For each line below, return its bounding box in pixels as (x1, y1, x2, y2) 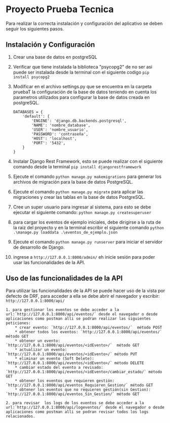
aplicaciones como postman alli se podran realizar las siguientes (6, 316, 151, 321)
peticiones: (6, 321, 31, 326)
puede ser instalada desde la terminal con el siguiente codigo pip (13, 69, 150, 75)
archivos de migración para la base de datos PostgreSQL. (13, 179, 134, 185)
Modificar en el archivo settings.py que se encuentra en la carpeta (13, 83, 152, 89)
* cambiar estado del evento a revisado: (15, 365, 103, 370)
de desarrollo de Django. (13, 244, 65, 250)
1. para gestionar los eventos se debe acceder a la (6, 307, 119, 312)
